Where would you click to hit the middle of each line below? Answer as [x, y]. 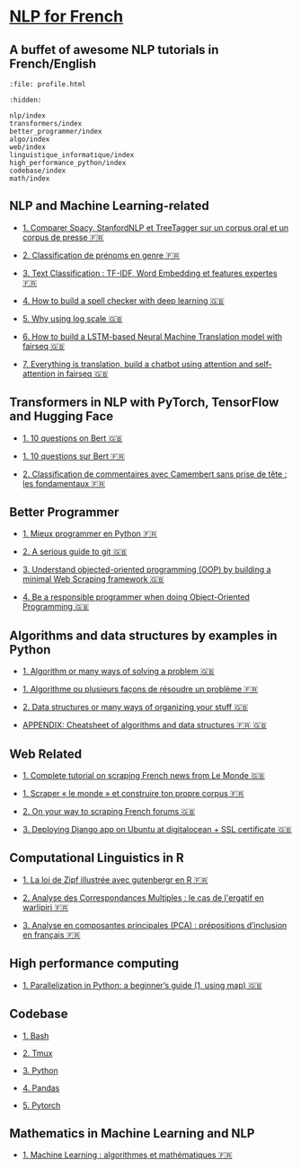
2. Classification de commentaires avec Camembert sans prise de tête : [155, 474]
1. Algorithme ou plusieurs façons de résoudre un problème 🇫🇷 [140, 690]
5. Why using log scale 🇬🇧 [72, 318]
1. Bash [35, 1035]
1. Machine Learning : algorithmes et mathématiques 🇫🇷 [127, 1155]
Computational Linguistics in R [97, 858]
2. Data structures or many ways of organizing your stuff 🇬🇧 [135, 708]
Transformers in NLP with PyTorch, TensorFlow [144, 403]
